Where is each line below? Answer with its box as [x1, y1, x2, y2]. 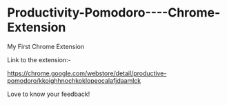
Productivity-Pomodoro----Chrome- [7, 5, 221, 21]
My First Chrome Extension [7, 42, 85, 50]
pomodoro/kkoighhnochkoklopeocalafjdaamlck [7, 76, 141, 84]
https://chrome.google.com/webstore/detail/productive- [7, 69, 167, 77]
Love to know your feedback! [7, 90, 90, 98]
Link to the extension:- [7, 55, 71, 64]
